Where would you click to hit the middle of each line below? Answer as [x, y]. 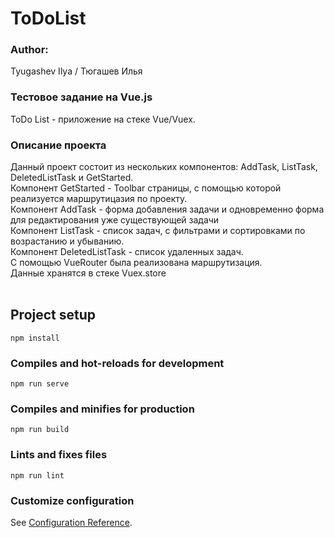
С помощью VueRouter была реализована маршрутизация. [136, 263]
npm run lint [37, 475]
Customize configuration [72, 500]
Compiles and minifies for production [102, 409]
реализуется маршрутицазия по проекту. [99, 199]
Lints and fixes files [59, 455]
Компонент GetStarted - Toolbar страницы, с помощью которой [146, 188]
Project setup [53, 315]
